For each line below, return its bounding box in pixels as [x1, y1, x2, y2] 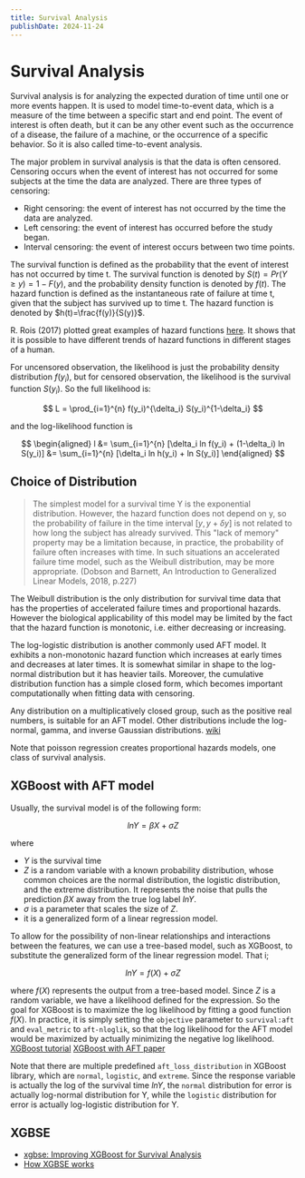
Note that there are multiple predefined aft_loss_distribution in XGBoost [10, 1060, 287, 1071]
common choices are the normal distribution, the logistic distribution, [23, 874, 281, 885]
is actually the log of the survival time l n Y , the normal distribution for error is [10, 1079, 292, 1090]
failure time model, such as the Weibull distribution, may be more [32, 555, 275, 567]
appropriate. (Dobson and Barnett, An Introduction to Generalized [32, 565, 277, 576]
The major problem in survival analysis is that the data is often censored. [10, 156, 281, 168]
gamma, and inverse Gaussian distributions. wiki [40, 724, 221, 735]
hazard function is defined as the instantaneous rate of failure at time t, [10, 288, 275, 299]
